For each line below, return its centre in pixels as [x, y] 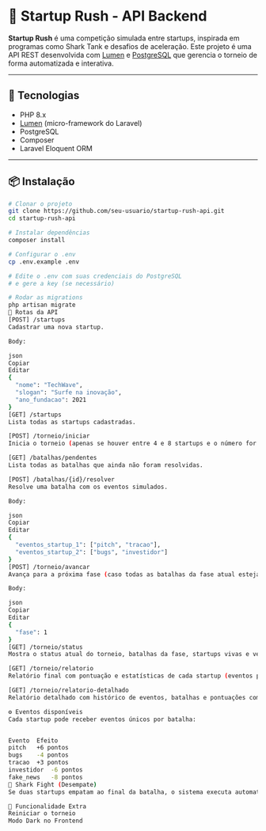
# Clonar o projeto [40, 204]
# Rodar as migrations [46, 298]
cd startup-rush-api [42, 218]
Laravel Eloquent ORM [56, 148]
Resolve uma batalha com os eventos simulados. [88, 487]
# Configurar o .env [42, 254]
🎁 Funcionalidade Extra [47, 806]
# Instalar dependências [49, 233]
